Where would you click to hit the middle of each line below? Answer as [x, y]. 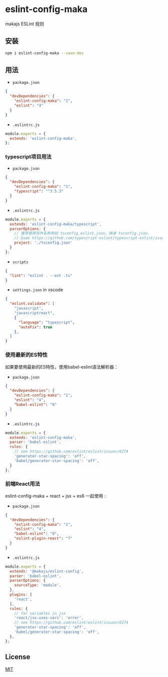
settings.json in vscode [38, 290]
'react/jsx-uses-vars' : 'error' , [49, 618]
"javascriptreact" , [34, 313]
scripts [20, 262]
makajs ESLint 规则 [24, 24]
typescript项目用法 [28, 157]
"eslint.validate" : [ [32, 304]
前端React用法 [23, 484]
